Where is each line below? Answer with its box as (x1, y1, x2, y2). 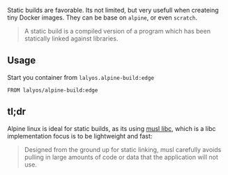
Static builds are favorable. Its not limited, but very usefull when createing (7, 6, 219, 14)
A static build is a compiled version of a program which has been (24, 27, 211, 35)
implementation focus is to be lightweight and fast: (7, 132, 153, 140)
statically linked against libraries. (24, 34, 119, 43)
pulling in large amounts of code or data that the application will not (24, 153, 218, 161)
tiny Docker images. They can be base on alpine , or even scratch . (7, 13, 197, 22)
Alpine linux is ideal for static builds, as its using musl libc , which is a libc (7, 124, 216, 132)
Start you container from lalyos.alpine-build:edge (7, 73, 155, 81)
